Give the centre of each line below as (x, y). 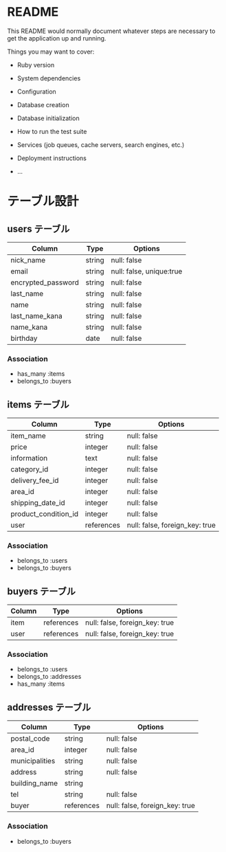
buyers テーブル (42, 591)
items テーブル (38, 404)
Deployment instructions (52, 158)
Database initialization (48, 118)
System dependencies (49, 78)
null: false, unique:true (147, 271)
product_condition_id (45, 514)
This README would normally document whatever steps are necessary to (111, 31)
